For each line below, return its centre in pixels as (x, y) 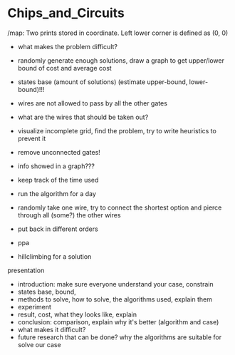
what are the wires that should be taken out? (83, 117)
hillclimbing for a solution (54, 256)
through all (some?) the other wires (69, 215)
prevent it (32, 138)
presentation (26, 270)
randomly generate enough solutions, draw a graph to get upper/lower (121, 60)
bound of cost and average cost (64, 68)
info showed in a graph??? (56, 166)
